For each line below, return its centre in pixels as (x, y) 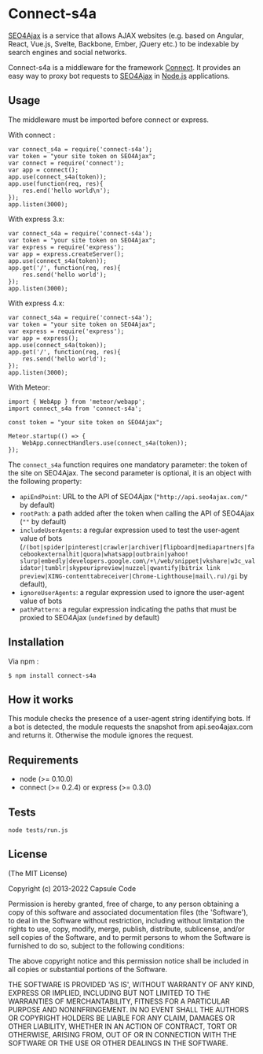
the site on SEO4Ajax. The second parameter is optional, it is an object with (130, 472)
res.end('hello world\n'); (66, 190)
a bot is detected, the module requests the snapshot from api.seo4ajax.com (131, 727)
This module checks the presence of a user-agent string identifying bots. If (130, 719)
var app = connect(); (44, 170)
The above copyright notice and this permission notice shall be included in (128, 960)
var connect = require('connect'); (66, 163)
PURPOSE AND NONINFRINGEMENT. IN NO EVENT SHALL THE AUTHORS (129, 1009)
